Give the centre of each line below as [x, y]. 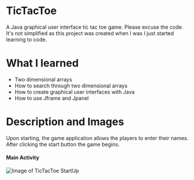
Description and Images [65, 122]
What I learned [42, 63]
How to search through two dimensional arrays [71, 86]
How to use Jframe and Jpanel [51, 98]
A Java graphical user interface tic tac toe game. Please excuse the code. [95, 27]
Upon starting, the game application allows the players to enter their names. [97, 138]
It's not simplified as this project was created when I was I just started [90, 33]
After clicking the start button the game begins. [63, 144]
